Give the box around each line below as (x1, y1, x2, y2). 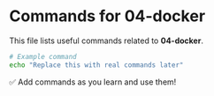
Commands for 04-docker (9, 6, 206, 26)
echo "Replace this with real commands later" (9, 60, 184, 70)
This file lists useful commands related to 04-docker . (9, 35, 203, 46)
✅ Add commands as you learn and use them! (9, 77, 177, 87)
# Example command (9, 52, 77, 61)
